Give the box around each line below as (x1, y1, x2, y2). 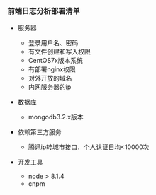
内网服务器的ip (28, 83, 72, 91)
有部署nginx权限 (28, 65, 76, 73)
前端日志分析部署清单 (7, 6, 80, 16)
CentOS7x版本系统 (28, 57, 84, 65)
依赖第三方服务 (17, 128, 62, 136)
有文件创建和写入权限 (28, 47, 91, 56)
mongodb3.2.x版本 (28, 113, 84, 122)
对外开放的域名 (28, 74, 72, 83)
